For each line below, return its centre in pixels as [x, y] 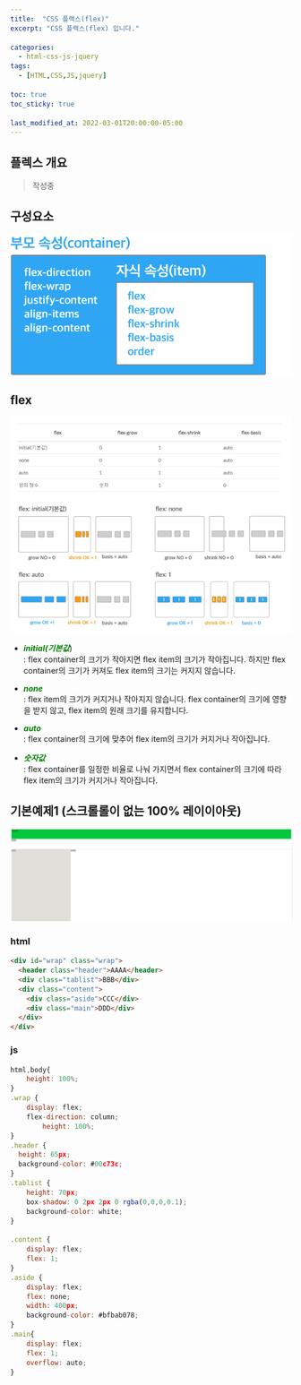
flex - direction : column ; [73, 1117]
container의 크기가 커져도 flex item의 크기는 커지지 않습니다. [129, 670]
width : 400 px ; [52, 1306]
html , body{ [30, 1070]
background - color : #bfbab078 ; [83, 1316]
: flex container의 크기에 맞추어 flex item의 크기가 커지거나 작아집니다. [146, 738]
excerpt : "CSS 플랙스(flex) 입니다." [75, 28]
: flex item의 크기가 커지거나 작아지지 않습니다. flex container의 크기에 [146, 699]
